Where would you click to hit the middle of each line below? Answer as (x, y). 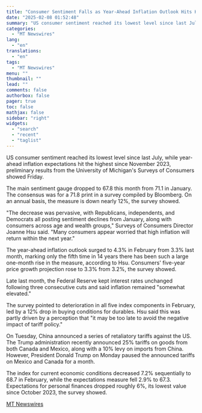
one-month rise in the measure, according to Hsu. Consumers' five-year (96, 263)
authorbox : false (28, 96)
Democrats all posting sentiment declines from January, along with (89, 219)
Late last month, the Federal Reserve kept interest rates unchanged (90, 281)
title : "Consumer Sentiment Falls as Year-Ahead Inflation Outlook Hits (99, 12)
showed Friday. (25, 176)
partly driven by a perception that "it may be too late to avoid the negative (98, 318)
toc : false (20, 107)
